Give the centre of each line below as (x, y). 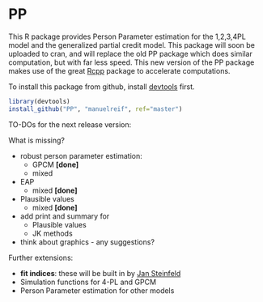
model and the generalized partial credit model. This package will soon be (131, 45)
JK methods (52, 233)
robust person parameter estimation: (81, 155)
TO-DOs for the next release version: (70, 124)
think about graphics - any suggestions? (87, 242)
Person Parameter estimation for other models (97, 290)
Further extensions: (41, 257)
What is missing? (37, 140)
